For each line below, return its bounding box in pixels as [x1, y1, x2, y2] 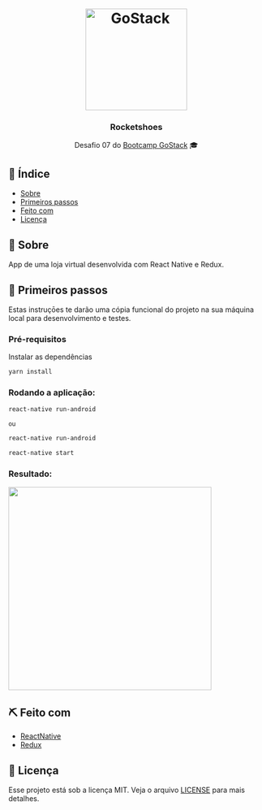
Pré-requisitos [8, 333, 67, 344]
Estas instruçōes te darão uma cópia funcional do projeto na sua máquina [8, 305, 254, 314]
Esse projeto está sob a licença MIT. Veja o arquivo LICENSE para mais [8, 785, 246, 795]
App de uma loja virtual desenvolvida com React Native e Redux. [8, 260, 225, 270]
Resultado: [8, 468, 53, 479]
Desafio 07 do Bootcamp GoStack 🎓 [74, 141, 199, 150]
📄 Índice [8, 167, 50, 180]
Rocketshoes [110, 122, 163, 133]
